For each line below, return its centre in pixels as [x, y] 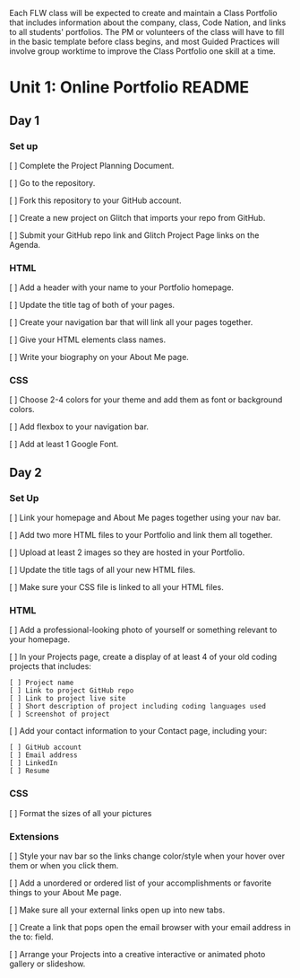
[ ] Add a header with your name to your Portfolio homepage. [122, 287]
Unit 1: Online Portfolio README [129, 88]
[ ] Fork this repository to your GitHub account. [95, 200]
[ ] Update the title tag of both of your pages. [92, 305]
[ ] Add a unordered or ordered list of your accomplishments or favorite [140, 883]
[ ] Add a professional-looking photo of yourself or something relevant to [143, 630]
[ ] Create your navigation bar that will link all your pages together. [131, 322]
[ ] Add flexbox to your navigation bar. [79, 427]
